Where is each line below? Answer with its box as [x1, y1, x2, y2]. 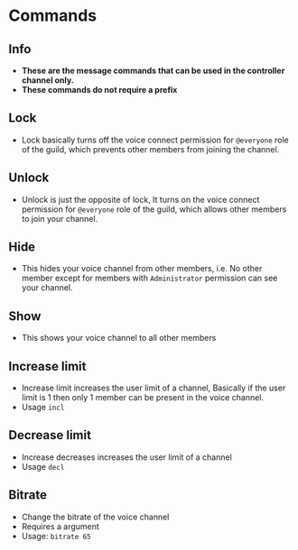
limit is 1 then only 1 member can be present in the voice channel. [21, 392, 264, 403]
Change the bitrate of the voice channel [21, 511, 170, 522]
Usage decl [21, 461, 65, 472]
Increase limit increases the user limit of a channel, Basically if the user [21, 382, 286, 393]
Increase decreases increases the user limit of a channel [21, 452, 232, 463]
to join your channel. [21, 213, 98, 224]
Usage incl [21, 402, 65, 413]
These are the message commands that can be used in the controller [21, 65, 285, 76]
